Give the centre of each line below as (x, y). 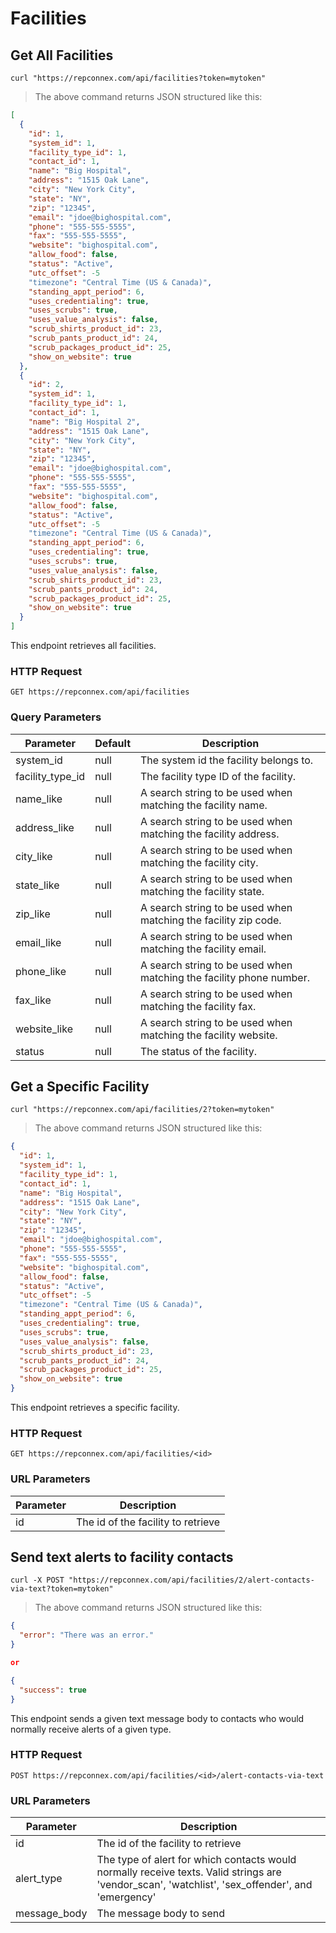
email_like (38, 942)
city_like (34, 856)
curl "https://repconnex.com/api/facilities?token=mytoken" (138, 78)
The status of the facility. (198, 1051)
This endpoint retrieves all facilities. (83, 645)
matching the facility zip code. (211, 920)
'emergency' (126, 1897)
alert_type (39, 1879)
